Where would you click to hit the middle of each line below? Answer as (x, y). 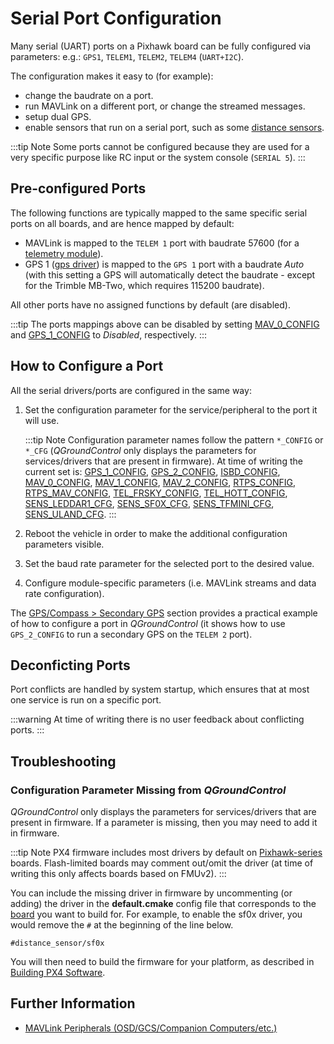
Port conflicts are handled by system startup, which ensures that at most (160, 689)
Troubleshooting (63, 761)
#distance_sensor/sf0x (57, 943)
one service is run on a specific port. (86, 700)
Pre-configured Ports (78, 188)
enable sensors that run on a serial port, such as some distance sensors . (174, 127)
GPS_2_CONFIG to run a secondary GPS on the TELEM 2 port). (131, 634)
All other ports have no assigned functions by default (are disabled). (150, 304)
